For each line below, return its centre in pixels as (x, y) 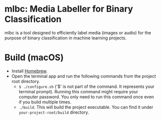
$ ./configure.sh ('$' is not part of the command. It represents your (87, 86)
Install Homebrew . (29, 71)
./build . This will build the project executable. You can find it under (86, 107)
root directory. (26, 81)
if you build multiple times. (45, 102)
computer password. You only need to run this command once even (86, 97)
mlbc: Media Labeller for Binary (69, 9)
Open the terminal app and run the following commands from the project (84, 76)
